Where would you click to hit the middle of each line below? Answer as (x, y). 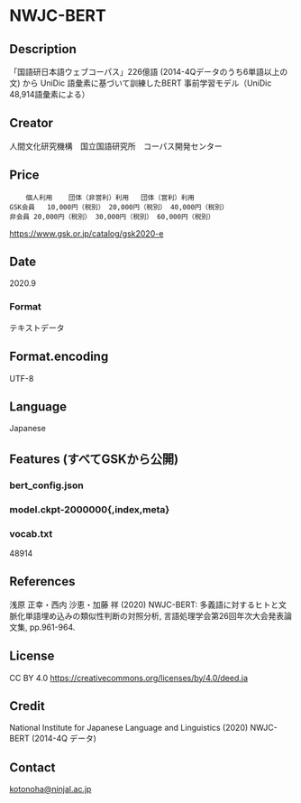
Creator (32, 123)
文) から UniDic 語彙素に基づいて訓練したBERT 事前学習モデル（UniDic (141, 83)
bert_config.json (46, 485)
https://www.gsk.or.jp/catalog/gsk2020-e (87, 233)
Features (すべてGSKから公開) (94, 459)
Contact (32, 767)
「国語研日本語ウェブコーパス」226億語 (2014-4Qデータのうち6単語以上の (149, 72)
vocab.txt (31, 533)
